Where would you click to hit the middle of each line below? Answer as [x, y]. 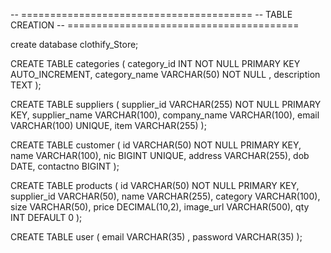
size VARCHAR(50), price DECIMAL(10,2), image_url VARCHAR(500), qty [160, 207]
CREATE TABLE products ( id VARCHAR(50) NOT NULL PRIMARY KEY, [155, 185]
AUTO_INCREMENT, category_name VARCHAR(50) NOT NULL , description [165, 74]
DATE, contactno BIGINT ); [65, 166]
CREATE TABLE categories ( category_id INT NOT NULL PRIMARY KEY [155, 63]
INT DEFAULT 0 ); [46, 217]
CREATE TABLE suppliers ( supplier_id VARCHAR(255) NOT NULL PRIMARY [166, 104]
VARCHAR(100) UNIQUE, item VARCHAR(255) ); [108, 125]
